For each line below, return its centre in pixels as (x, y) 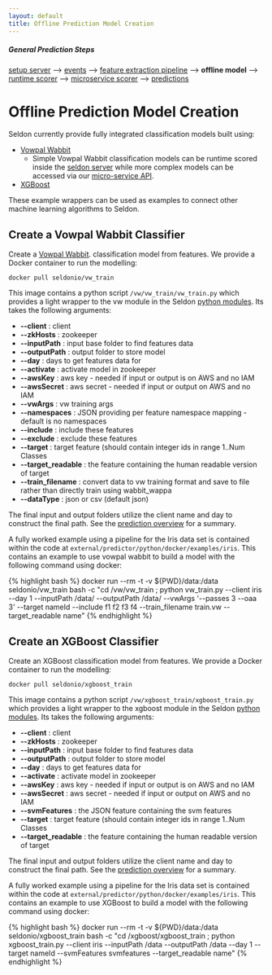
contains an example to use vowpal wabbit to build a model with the (122, 557)
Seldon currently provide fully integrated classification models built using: (132, 134)
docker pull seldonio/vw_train (61, 278)
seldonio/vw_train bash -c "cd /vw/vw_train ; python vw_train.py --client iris (135, 590)
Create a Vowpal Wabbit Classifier (97, 234)
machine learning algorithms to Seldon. (74, 209)
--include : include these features (77, 430)
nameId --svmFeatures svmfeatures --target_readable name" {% (138, 953)
